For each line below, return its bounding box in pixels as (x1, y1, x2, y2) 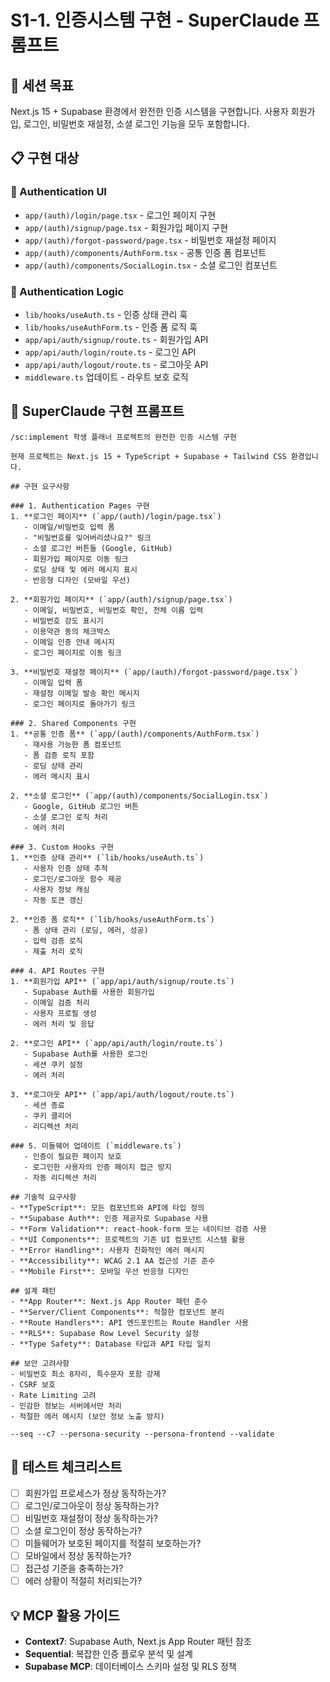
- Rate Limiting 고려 (10, 1390, 97, 1400)
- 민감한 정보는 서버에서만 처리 (10, 1401, 123, 1411)
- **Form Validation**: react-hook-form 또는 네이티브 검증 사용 (10, 1224, 268, 1234)
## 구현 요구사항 (10, 481, 70, 491)
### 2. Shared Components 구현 (10, 718, 137, 728)
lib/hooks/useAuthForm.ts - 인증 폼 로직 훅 (24, 321, 198, 333)
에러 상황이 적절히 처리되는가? (24, 1575, 143, 1587)
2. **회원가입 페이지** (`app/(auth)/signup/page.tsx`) (10, 594, 233, 605)
